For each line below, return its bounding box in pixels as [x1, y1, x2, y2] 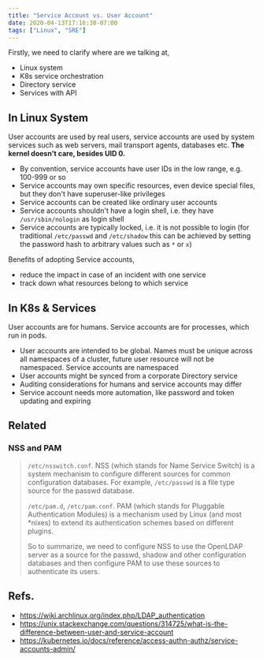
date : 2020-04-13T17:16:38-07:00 [8, 19, 118, 27]
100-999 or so [19, 173, 66, 182]
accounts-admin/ [19, 644, 76, 653]
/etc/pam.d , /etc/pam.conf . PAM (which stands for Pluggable [27, 501, 225, 510]
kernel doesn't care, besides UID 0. [8, 149, 126, 159]
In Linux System [8, 111, 89, 125]
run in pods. [8, 330, 47, 340]
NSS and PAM [8, 443, 62, 454]
